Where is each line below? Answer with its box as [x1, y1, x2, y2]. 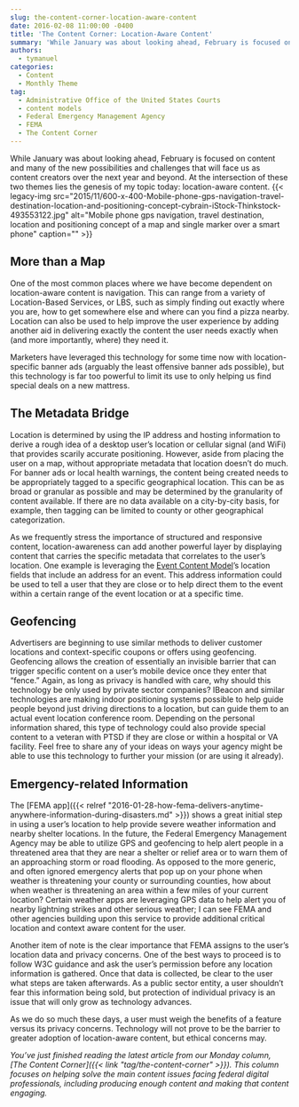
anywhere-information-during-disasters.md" [10, 809, 174, 820]
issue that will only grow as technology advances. [10, 997, 193, 1007]
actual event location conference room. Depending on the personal [10, 713, 256, 724]
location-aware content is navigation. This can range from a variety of [10, 287, 265, 298]
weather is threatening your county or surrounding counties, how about [10, 876, 271, 887]
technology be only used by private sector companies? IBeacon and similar [10, 685, 285, 696]
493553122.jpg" [10, 210, 69, 220]
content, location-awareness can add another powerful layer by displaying [10, 541, 282, 552]
